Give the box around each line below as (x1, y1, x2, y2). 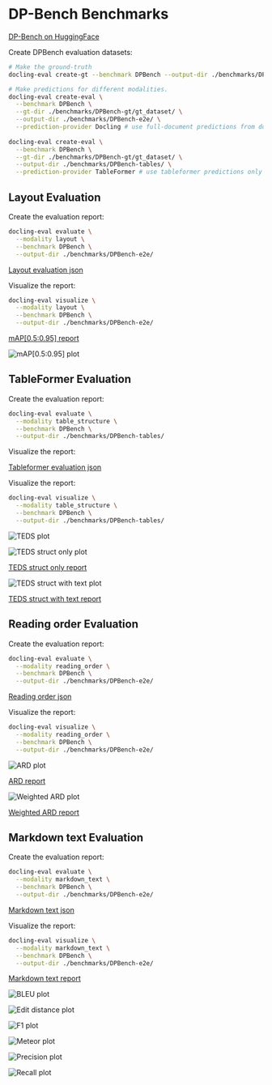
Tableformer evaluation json (8, 462, 102, 472)
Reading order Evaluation (8, 617, 139, 632)
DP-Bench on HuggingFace (8, 32, 100, 41)
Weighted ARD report (8, 807, 79, 817)
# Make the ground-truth (8, 62, 92, 71)
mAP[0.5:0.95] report (8, 334, 79, 343)
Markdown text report (8, 973, 81, 984)
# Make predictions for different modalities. (8, 85, 168, 93)
